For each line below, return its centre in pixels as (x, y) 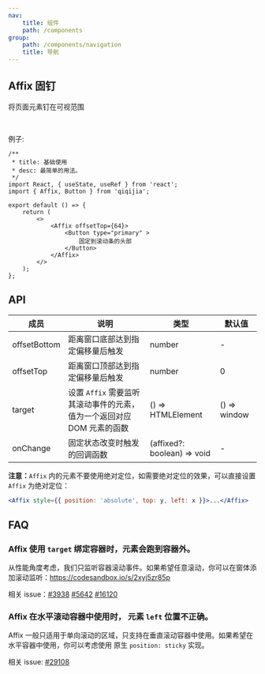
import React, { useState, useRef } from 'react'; (93, 184)
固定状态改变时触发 (104, 442)
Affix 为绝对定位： (39, 485)
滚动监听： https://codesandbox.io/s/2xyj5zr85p (93, 578)
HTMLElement (176, 414)
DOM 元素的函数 (98, 427)
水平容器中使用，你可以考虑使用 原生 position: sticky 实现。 (108, 646)
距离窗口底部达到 (100, 339)
